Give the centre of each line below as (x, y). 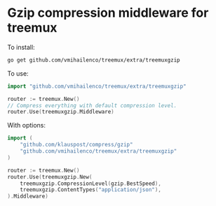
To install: (21, 47)
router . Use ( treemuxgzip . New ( (50, 177)
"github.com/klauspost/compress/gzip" (76, 145)
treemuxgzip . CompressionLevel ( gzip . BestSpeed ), (90, 184)
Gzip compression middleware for (108, 13)
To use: (18, 73)
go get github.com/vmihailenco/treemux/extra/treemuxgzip (94, 60)
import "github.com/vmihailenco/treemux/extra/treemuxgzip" (97, 86)
